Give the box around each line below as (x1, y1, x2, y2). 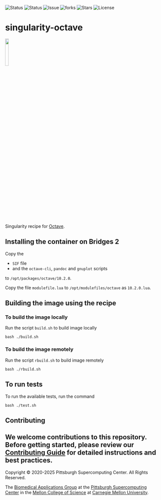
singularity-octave (5, 22, 83, 33)
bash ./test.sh (5, 403, 37, 408)
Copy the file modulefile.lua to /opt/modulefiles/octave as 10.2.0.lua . (5, 285, 152, 291)
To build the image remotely (5, 346, 74, 353)
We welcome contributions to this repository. (5, 433, 147, 442)
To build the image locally (5, 314, 68, 321)
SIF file (12, 260, 27, 266)
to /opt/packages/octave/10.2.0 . (5, 275, 72, 281)
